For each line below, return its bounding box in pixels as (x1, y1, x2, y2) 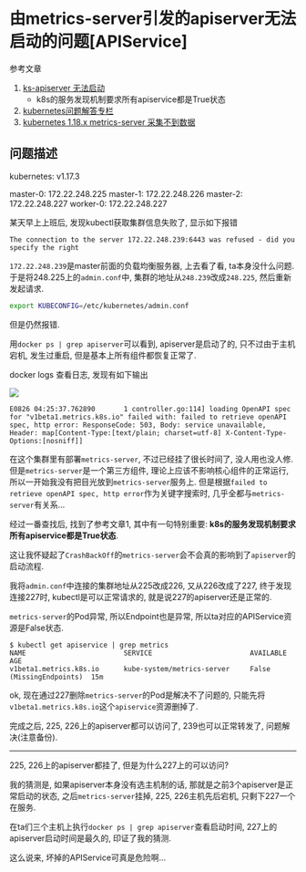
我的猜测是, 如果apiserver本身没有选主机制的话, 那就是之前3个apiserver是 (9, 779, 286, 790)
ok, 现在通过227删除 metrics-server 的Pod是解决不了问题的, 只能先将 (9, 690, 266, 701)
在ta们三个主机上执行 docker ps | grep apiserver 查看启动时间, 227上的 (9, 821, 278, 832)
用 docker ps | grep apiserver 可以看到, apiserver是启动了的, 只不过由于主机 (9, 338, 296, 349)
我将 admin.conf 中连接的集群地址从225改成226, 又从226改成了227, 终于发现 (9, 580, 292, 591)
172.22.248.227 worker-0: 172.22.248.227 (9, 198, 168, 209)
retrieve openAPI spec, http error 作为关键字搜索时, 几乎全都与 (9, 487, 253, 498)
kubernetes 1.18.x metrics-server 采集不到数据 (22, 116, 196, 128)
